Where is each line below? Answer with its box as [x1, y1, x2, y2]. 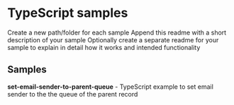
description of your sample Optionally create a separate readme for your [7, 35, 219, 44]
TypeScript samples [7, 5, 128, 21]
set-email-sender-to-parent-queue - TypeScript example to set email [7, 82, 214, 91]
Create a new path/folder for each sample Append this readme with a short [7, 28, 227, 37]
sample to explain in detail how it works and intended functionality [7, 43, 201, 51]
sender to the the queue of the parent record [7, 89, 138, 98]
